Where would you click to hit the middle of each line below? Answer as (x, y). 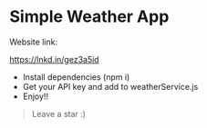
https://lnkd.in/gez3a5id (54, 59)
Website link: (33, 42)
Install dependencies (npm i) (76, 77)
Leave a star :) (59, 113)
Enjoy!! (35, 96)
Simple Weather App (89, 17)
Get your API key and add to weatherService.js (110, 86)
